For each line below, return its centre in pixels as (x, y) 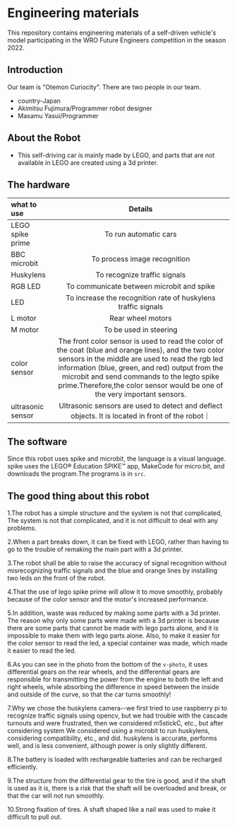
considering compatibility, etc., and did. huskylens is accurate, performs (112, 738)
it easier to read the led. (42, 650)
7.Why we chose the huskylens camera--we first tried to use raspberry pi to (117, 708)
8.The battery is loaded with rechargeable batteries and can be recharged (115, 759)
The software (37, 441)
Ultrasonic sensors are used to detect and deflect (141, 406)
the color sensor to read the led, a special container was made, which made (117, 643)
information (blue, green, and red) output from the (141, 368)
